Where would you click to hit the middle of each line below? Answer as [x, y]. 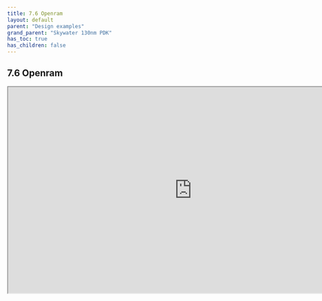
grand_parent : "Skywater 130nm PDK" [60, 33]
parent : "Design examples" [46, 26]
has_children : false [37, 45]
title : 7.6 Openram [35, 13]
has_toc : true [28, 39]
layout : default [30, 20]
